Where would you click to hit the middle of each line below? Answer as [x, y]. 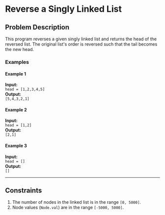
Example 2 [16, 109]
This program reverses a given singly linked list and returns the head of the [81, 39]
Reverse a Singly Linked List [63, 9]
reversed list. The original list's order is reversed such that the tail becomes [81, 44]
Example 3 [16, 145]
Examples [17, 62]
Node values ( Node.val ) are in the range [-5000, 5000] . [68, 208]
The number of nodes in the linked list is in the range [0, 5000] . [77, 202]
